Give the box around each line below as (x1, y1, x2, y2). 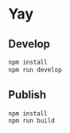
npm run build (8, 117, 56, 125)
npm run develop (8, 65, 62, 73)
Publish (8, 88, 47, 102)
